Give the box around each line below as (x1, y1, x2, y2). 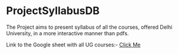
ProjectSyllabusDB (6, 4, 100, 18)
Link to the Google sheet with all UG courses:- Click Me (6, 41, 141, 48)
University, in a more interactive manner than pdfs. (6, 29, 129, 36)
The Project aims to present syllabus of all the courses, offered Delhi (6, 23, 173, 31)
